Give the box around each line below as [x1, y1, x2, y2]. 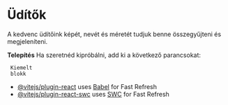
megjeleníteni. [7, 37, 48, 45]
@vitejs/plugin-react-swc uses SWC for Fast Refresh [17, 90, 169, 98]
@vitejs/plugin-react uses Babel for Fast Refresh [17, 82, 158, 90]
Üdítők [7, 7, 47, 23]
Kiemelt [10, 64, 33, 71]
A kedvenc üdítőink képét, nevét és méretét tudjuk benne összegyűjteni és [7, 30, 222, 38]
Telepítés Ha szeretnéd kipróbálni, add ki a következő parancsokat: [7, 51, 201, 59]
